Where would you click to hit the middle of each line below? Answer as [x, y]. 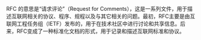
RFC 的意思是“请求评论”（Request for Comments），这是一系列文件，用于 [97, 9]
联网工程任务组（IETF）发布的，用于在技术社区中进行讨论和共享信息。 [93, 24]
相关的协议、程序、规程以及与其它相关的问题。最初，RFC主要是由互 [111, 16]
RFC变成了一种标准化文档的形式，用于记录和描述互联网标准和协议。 [100, 31]
